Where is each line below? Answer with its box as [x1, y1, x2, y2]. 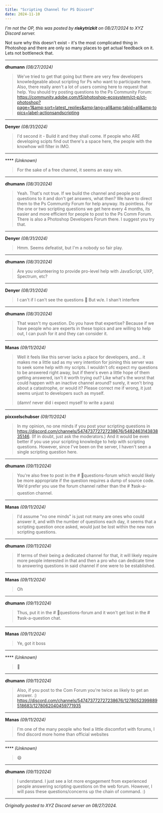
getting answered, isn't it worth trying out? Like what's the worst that [16, 374, 155, 380]
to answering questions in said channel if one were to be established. [16, 563, 156, 569]
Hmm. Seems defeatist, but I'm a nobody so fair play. [16, 244, 123, 251]
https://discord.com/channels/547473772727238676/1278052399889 [16, 697, 158, 703]
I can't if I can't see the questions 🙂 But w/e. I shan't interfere [16, 296, 140, 302]
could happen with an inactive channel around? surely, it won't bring [16, 380, 154, 386]
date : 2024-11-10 [5, 12, 40, 17]
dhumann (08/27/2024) [5, 64, 53, 70]
